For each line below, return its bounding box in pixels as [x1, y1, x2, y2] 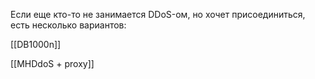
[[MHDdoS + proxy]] [10, 58, 95, 69]
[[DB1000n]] [10, 39, 62, 50]
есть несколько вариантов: [10, 19, 127, 31]
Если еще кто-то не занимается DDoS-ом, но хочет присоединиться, [10, 9, 306, 20]
